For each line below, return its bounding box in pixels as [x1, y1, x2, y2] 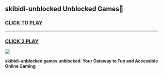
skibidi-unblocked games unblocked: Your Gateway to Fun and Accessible [5, 58, 158, 64]
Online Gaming [5, 63, 36, 69]
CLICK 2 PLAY [5, 37, 39, 44]
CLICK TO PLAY [5, 19, 43, 26]
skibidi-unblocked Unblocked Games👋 [5, 5, 124, 13]
